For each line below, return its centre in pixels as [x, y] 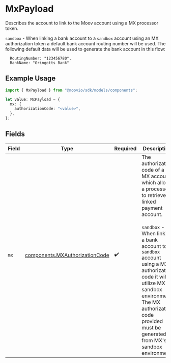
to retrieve [154, 195]
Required [125, 148]
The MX [151, 302]
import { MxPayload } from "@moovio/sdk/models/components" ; [72, 90]
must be [151, 327]
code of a [153, 170]
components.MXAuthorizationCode [67, 255]
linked [149, 202]
